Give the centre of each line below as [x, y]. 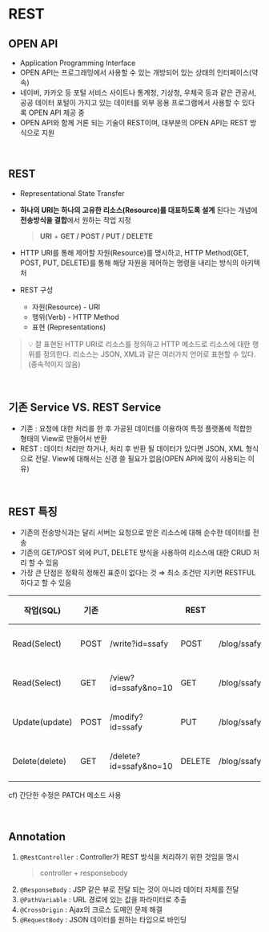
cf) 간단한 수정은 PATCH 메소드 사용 [65, 795]
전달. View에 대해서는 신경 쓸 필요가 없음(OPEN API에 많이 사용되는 [141, 458]
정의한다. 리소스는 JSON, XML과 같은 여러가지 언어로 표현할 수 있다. [149, 354]
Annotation [37, 836]
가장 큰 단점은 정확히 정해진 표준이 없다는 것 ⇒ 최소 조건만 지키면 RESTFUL [138, 573]
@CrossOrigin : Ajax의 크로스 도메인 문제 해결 [91, 910]
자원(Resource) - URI [66, 307]
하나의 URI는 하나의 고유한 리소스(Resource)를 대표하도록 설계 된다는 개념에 [139, 210]
